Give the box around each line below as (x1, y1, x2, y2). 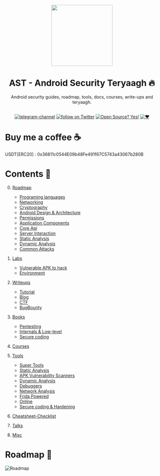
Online (19, 398, 33, 404)
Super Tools (19, 362, 44, 368)
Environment (19, 270, 45, 276)
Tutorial (19, 289, 35, 295)
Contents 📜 (5, 168, 51, 180)
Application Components (19, 220, 70, 226)
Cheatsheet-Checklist (12, 413, 56, 419)
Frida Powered (19, 393, 49, 399)
